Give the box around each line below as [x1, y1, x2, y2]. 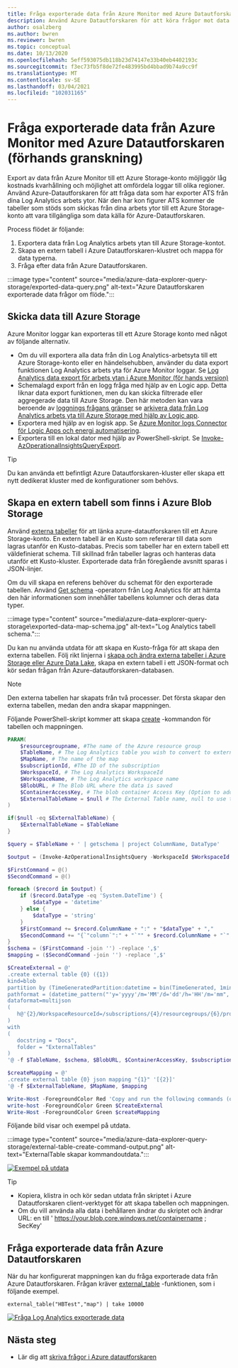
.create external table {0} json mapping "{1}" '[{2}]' [7, 1076, 176, 1084]
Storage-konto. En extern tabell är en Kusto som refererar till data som [7, 534, 212, 543]
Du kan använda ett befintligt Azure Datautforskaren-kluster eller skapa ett [7, 469, 225, 477]
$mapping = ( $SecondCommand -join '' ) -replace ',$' [7, 952, 166, 959]
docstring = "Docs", [16, 1037, 78, 1044]
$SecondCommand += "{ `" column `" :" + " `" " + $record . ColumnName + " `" [20, 932, 230, 939]
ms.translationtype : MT [7, 69, 78, 77]
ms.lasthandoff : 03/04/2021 [7, 83, 91, 90]
